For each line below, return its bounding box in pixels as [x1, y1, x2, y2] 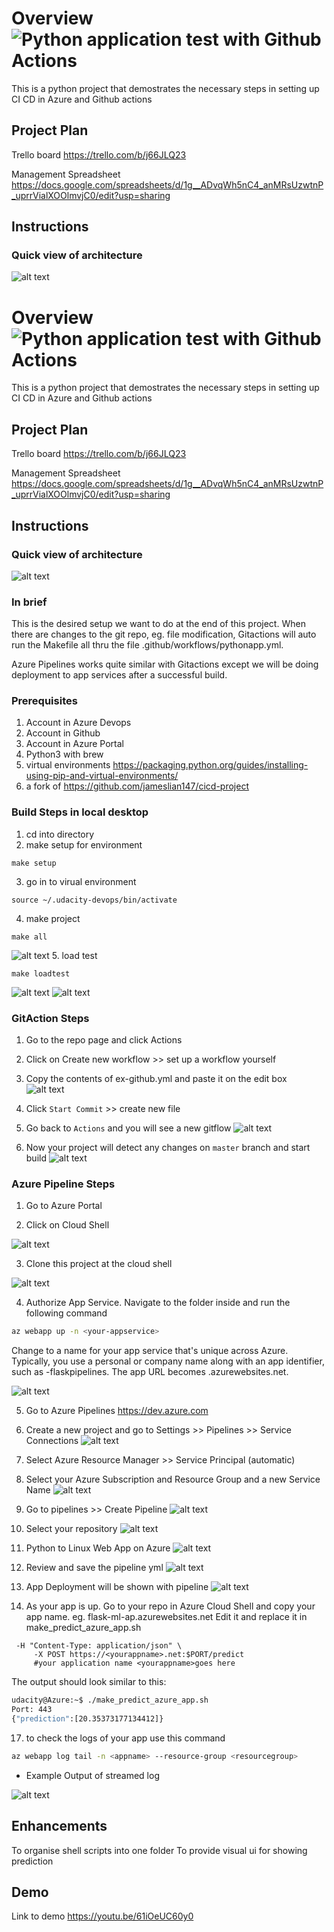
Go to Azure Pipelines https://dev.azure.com [25, 1405, 209, 1417]
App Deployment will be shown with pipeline [25, 1581, 209, 1593]
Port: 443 [11, 1705, 53, 1715]
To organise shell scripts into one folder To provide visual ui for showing [11, 1844, 308, 1856]
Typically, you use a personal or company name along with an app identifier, [11, 1355, 325, 1367]
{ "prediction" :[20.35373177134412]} [11, 1713, 164, 1724]
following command [25, 1307, 108, 1319]
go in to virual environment [25, 875, 137, 887]
